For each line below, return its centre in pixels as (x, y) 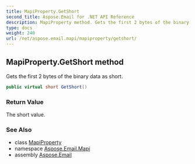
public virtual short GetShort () (47, 87)
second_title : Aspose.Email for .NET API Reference (70, 17)
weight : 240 (20, 33)
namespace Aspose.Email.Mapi (52, 149)
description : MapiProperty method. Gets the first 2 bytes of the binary (98, 22)
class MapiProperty (38, 142)
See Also (19, 130)
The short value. (26, 114)
